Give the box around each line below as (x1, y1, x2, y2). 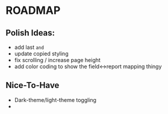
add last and (14, 43, 45, 51)
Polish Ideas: (5, 28, 55, 38)
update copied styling (14, 50, 69, 57)
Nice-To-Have (5, 80, 60, 90)
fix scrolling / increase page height (14, 57, 101, 63)
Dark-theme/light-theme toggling (14, 96, 97, 103)
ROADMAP (5, 4, 61, 17)
